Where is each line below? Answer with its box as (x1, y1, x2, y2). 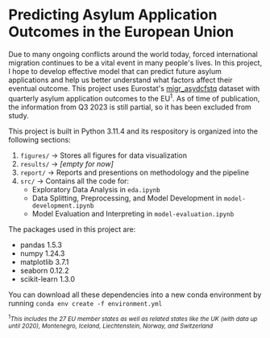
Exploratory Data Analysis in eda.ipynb (31, 184, 160, 194)
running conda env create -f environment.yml (8, 298, 163, 307)
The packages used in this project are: (8, 224, 136, 234)
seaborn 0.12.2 (19, 266, 70, 275)
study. (8, 110, 30, 120)
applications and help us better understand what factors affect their (8, 75, 233, 84)
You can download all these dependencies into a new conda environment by (8, 290, 262, 299)
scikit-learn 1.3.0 (19, 274, 75, 283)
